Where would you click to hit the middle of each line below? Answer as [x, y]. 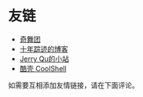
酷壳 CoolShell [43, 68]
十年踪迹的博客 [44, 48]
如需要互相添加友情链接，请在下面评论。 [73, 85]
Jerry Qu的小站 [44, 59]
